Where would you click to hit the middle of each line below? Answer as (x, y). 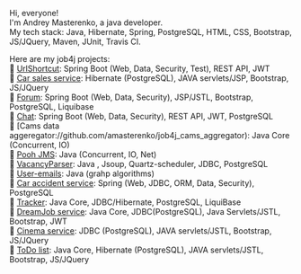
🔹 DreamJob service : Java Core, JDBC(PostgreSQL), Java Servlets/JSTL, (145, 212)
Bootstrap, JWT (38, 221)
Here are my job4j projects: (60, 59)
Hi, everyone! (34, 13)
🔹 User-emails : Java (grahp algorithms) (82, 173)
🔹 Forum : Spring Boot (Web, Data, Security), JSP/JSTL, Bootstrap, (132, 97)
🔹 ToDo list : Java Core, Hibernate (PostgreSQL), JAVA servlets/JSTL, (137, 250)
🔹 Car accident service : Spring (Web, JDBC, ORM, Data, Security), (132, 183)
